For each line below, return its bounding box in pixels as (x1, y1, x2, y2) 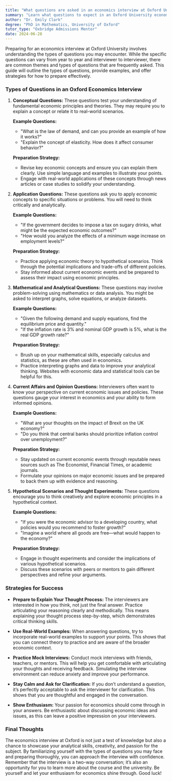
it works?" (20, 134, 42, 140)
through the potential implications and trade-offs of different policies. (20, 263, 166, 270)
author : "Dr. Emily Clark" (5, 17, 63, 22)
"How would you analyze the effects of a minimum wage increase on (20, 233, 165, 239)
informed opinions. (12, 400, 53, 406)
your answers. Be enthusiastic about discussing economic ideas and (12, 707, 158, 713)
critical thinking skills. (12, 618, 58, 624)
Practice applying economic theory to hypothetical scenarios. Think (20, 258, 163, 264)
